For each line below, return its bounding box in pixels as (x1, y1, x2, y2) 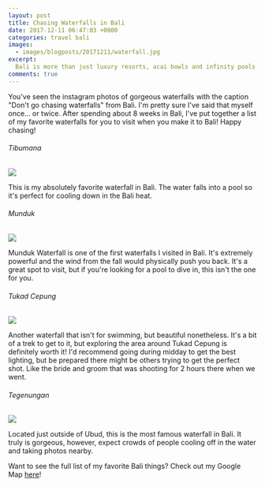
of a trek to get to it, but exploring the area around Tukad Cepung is (8, 339, 227, 348)
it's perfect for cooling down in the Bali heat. (8, 191, 152, 200)
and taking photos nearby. (8, 446, 93, 455)
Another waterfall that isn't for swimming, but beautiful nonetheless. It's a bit (8, 330, 257, 340)
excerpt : (8, 56, 37, 64)
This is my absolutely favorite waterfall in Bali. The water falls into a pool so (8, 182, 252, 191)
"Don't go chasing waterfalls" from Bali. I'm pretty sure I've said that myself (8, 100, 254, 110)
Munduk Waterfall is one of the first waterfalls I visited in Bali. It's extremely (8, 248, 253, 258)
